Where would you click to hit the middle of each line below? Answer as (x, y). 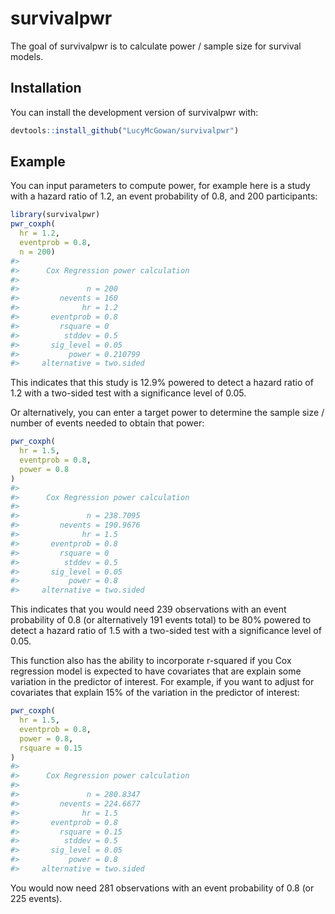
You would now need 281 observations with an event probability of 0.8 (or (162, 888)
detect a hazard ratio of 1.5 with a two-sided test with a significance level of (166, 631)
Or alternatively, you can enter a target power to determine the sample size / (167, 413)
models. (27, 56)
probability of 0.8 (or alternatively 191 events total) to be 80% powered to (161, 620)
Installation (46, 88)
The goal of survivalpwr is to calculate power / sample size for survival (156, 46)
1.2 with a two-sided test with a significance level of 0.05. (128, 393)
